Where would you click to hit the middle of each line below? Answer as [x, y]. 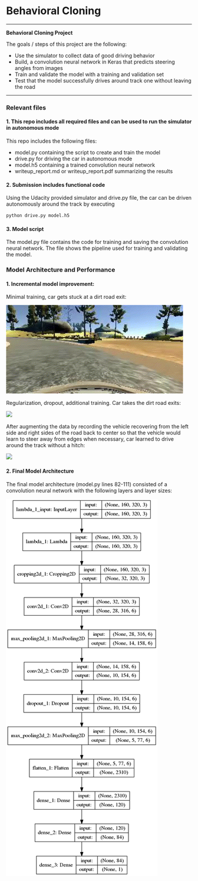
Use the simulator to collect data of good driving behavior [85, 55]
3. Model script [25, 229]
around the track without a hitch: [46, 446]
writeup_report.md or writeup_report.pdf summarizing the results [94, 171]
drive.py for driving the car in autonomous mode [73, 159]
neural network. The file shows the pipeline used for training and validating [97, 248]
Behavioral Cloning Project [39, 32]
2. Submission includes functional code [56, 184]
